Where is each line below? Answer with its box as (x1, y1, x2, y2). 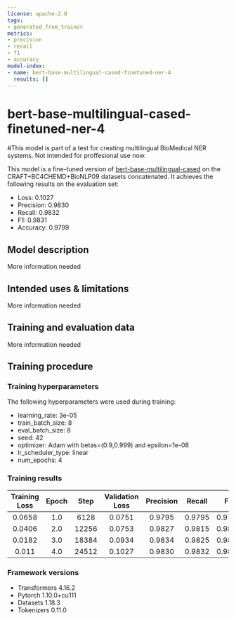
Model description (7, 244, 89, 256)
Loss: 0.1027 (17, 194, 54, 202)
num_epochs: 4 (17, 456, 63, 464)
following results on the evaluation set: (7, 180, 119, 188)
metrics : (7, 29, 33, 37)
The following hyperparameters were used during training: (7, 397, 176, 406)
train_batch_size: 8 (17, 418, 72, 427)
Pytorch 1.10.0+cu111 (17, 591, 77, 600)
